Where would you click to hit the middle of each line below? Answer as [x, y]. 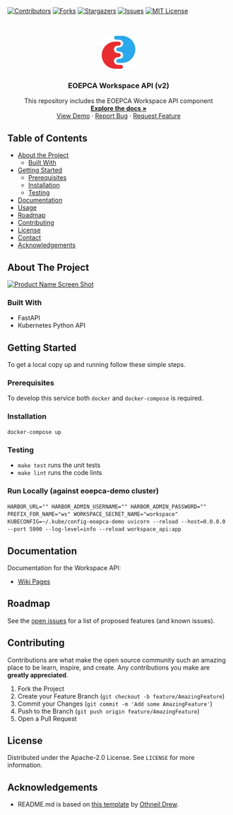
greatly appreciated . [38, 675]
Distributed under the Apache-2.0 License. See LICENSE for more [101, 758]
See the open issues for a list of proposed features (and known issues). [111, 620]
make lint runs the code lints [60, 472]
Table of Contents [48, 138]
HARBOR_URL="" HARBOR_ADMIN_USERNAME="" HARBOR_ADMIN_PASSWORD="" [107, 507]
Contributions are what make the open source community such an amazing [116, 660]
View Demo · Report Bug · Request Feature [119, 116]
